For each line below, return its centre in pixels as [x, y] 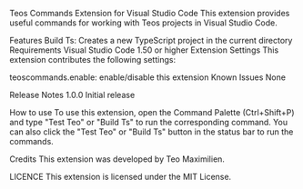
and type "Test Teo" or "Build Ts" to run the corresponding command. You [149, 122]
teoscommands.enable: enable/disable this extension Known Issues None [148, 77]
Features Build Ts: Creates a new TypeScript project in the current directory [151, 40]
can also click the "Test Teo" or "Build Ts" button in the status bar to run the [151, 132]
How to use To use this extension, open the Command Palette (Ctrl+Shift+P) [152, 112]
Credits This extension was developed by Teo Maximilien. [117, 159]
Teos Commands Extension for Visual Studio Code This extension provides [150, 13]
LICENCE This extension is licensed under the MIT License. [121, 177]
